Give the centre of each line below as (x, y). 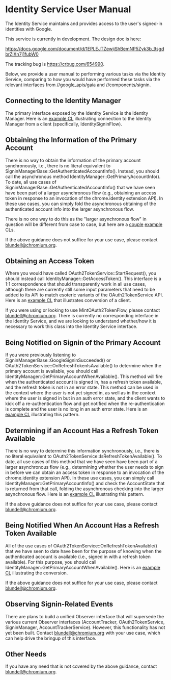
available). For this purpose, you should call (51, 562)
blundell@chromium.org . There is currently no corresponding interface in (82, 316)
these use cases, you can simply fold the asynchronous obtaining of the (81, 204)
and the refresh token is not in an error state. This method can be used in (82, 387)
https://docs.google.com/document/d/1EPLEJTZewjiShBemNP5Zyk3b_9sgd (85, 48)
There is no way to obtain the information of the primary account (73, 160)
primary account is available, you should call (52, 371)
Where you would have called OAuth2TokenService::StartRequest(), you (81, 273)
